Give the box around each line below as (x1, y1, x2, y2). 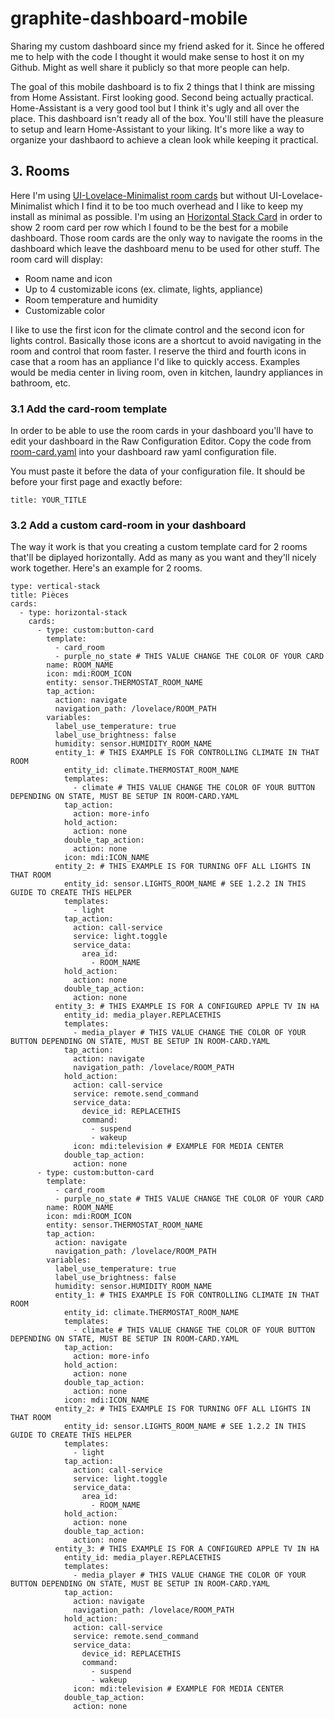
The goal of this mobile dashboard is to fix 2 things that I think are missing (10, 80, 315, 92)
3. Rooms (10, 163, 70, 180)
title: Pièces (10, 590, 70, 601)
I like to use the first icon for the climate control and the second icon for (10, 323, 305, 336)
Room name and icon (24, 272, 113, 284)
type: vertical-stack (10, 582, 101, 592)
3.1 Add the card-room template (10, 402, 168, 416)
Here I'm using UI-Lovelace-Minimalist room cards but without (10, 189, 267, 201)
